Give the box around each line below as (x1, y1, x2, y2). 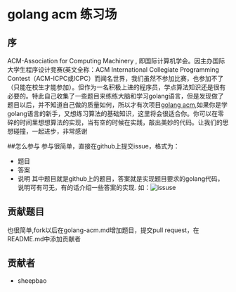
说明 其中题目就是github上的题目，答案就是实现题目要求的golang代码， (17, 174, 224, 183)
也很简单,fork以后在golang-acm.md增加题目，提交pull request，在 (7, 226, 199, 234)
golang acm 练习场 (7, 6, 117, 23)
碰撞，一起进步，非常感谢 (13, 127, 88, 135)
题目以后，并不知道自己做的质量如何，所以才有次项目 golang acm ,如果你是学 (7, 101, 228, 109)
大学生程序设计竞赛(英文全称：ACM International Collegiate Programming (7, 65, 219, 74)
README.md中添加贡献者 (7, 234, 81, 243)
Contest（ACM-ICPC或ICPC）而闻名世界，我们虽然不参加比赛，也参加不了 (7, 75, 224, 82)
